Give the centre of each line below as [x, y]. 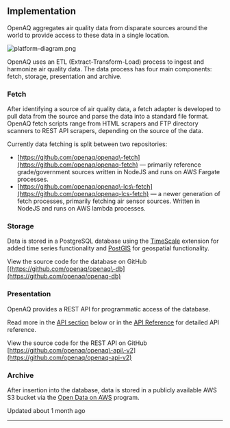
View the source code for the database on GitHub [77, 262]
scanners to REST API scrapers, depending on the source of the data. [105, 131]
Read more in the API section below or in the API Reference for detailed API [113, 322]
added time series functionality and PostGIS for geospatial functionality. [108, 248]
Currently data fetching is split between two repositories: [87, 144]
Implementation [42, 11]
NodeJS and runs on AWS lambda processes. [81, 209]
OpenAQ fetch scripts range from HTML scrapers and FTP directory [103, 123]
